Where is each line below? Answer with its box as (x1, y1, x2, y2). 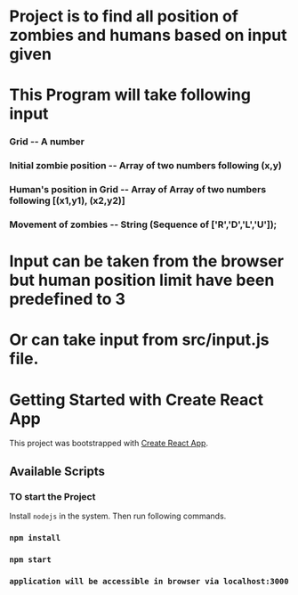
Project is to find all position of (9, 6, 238, 27)
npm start (9, 554, 52, 565)
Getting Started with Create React (9, 389, 264, 410)
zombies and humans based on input (9, 25, 287, 45)
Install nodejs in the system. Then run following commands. (9, 510, 227, 522)
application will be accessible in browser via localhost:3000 (9, 576, 289, 586)
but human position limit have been (9, 270, 275, 290)
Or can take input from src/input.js (9, 330, 270, 350)
